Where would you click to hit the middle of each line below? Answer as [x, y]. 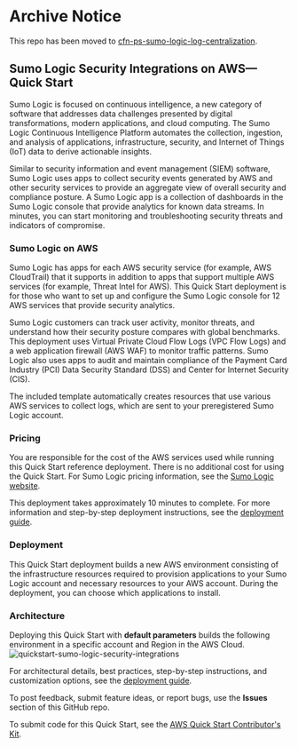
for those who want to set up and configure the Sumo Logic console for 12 [145, 296]
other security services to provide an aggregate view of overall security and [148, 187]
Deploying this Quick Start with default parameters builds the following [140, 635]
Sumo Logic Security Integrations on [112, 69]
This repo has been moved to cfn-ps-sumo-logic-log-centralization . [133, 41]
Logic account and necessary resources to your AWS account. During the [144, 583]
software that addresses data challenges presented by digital [121, 114]
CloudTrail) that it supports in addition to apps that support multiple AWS [142, 277]
